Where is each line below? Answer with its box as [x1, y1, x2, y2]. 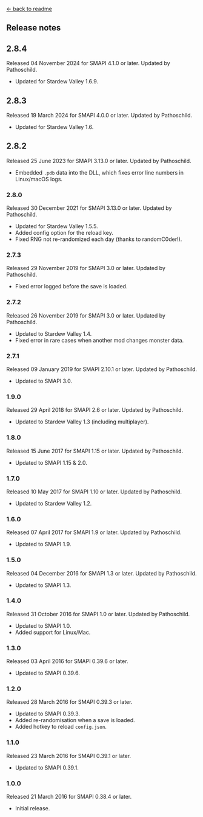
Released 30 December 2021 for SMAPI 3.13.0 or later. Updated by [6, 204, 172, 212]
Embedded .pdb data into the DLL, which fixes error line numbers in [15, 169, 184, 176]
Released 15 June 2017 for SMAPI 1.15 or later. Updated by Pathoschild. [6, 447, 184, 454]
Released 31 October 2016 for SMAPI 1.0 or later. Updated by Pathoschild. [6, 610, 190, 617]
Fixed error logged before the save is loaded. [15, 283, 128, 290]
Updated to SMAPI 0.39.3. [15, 710, 81, 717]
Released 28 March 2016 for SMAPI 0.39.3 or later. [6, 698, 133, 706]
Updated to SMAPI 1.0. [15, 622, 72, 629]
